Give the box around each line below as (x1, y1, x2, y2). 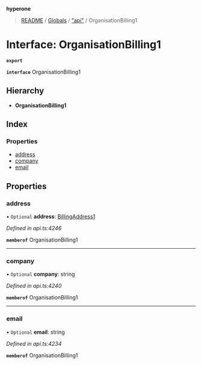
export (6, 57, 23, 64)
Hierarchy (6, 86, 44, 96)
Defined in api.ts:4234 (6, 340, 62, 347)
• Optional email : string (6, 328, 65, 335)
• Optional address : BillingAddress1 (6, 213, 96, 220)
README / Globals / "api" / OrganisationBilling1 (20, 17, 138, 23)
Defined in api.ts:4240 (6, 282, 62, 290)
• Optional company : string (6, 270, 75, 278)
